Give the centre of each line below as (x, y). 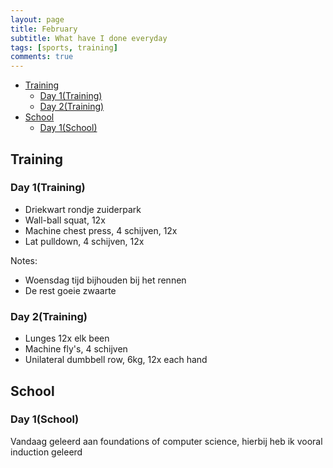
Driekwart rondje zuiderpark (83, 209)
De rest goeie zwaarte (70, 290)
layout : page (37, 19)
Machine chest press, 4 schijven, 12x (101, 230)
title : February (44, 29)
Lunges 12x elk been (67, 338)
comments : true (42, 57)
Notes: (24, 260)
